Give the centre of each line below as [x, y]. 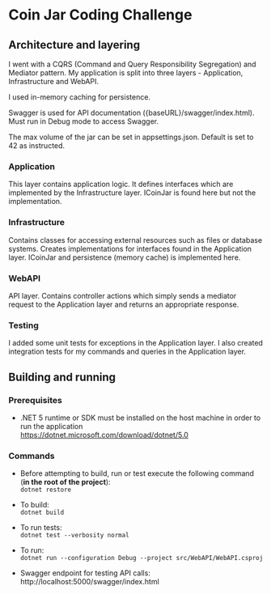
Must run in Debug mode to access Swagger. [84, 121]
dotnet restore [46, 490]
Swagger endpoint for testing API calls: [85, 573]
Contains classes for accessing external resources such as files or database [135, 240]
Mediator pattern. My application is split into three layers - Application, [126, 73]
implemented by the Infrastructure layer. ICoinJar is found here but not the [132, 193]
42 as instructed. [37, 146]
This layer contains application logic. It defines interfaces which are [121, 185]
